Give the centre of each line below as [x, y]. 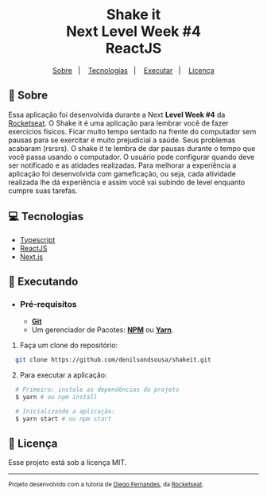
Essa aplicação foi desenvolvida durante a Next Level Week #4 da [117, 114]
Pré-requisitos [48, 304]
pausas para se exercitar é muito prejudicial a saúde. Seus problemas [122, 140]
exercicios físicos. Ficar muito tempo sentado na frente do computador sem [132, 131]
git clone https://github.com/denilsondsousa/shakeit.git [114, 360]
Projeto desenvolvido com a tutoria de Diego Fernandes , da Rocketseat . [106, 485]
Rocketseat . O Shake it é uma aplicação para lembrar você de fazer [118, 123]
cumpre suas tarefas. [43, 190]
